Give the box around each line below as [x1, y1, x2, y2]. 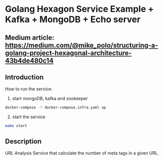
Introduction [5, 73, 44, 81]
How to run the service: [5, 86, 52, 92]
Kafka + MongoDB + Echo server [5, 14, 141, 25]
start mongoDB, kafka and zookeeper [12, 96, 88, 102]
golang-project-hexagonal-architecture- [5, 49, 132, 57]
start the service [12, 114, 46, 120]
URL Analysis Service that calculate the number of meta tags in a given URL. [5, 150, 159, 156]
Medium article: [5, 33, 55, 42]
